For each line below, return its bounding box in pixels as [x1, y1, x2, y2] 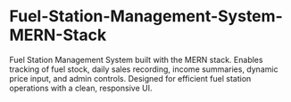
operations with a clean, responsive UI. [9, 82, 153, 93]
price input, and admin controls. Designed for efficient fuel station [9, 73, 252, 83]
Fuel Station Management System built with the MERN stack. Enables [9, 54, 263, 65]
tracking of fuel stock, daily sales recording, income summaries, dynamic [9, 64, 279, 75]
